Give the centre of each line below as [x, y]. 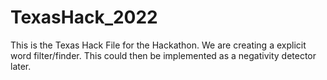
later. [21, 66]
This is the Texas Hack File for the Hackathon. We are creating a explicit [158, 45]
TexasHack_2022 [84, 17]
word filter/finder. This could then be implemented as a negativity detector [163, 55]
